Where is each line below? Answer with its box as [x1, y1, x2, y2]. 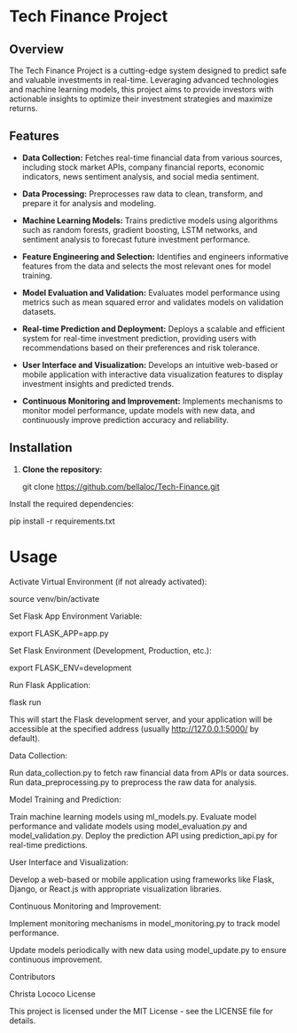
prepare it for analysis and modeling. [21, 197, 157, 208]
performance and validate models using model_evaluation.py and [9, 821, 248, 831]
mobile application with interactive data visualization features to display [21, 369, 284, 380]
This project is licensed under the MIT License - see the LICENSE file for [9, 1005, 273, 1016]
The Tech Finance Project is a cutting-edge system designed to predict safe [9, 65, 287, 76]
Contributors [9, 971, 56, 981]
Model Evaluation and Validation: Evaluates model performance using [21, 287, 281, 298]
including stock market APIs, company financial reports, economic [21, 162, 265, 172]
